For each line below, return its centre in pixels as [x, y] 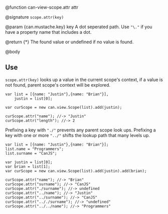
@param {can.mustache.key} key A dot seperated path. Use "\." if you [79, 27]
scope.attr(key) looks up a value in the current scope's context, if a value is [84, 80]
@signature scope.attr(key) [35, 17]
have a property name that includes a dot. [48, 32]
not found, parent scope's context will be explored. [58, 85]
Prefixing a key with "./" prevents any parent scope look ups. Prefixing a [81, 130]
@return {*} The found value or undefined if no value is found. [69, 42]
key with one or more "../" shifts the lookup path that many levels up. [77, 135]
